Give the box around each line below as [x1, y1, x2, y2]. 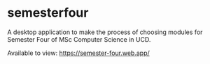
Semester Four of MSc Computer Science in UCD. [7, 35, 151, 43]
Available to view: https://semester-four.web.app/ [7, 49, 150, 57]
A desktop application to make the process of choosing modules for [7, 28, 203, 36]
